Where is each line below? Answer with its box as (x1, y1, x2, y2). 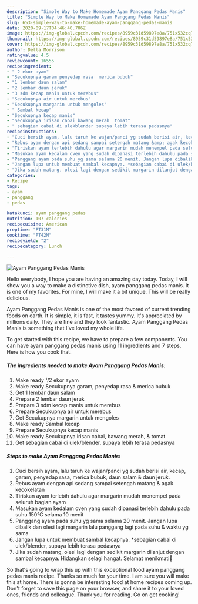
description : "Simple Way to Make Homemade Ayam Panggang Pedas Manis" (6, 8, 186, 15)
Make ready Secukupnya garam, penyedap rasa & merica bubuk (15, 383, 171, 390)
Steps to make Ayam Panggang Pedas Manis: (6, 452, 121, 459)
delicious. (6, 294, 30, 301)
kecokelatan (15, 486, 45, 494)
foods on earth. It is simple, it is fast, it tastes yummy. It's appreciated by (6, 312, 182, 319)
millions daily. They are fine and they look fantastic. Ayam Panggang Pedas (6, 318, 189, 326)
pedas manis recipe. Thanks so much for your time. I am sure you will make (6, 572, 190, 579)
